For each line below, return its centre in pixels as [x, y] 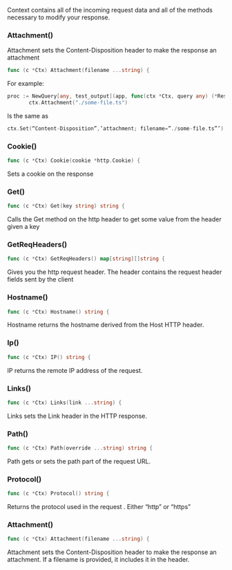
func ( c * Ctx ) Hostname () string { [58, 312]
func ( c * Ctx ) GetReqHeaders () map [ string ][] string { [86, 259]
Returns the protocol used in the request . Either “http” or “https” [99, 507]
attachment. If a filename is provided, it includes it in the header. [98, 560]
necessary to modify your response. [59, 17]
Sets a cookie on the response [50, 174]
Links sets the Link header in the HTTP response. [77, 416]
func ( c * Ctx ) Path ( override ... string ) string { [80, 448]
